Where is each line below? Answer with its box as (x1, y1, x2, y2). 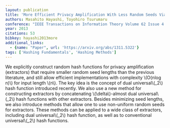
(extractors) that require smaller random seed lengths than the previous (5, 69, 154, 75)
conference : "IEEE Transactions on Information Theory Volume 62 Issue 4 (5, 21, 164, 27)
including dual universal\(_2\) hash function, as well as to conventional (5, 112, 152, 118)
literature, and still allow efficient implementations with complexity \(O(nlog (5, 74, 161, 80)
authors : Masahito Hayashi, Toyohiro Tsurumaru (5, 17, 108, 22)
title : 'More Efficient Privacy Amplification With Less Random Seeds (5, 12, 157, 17)
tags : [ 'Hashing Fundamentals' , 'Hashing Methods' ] (5, 50, 116, 55)
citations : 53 (5, 31, 35, 36)
